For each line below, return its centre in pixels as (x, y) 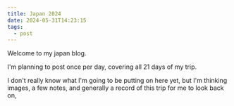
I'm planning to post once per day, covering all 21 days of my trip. (102, 67)
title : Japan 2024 (34, 14)
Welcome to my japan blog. (47, 53)
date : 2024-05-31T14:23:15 (47, 20)
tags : (15, 27)
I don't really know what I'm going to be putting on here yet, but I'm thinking (117, 81)
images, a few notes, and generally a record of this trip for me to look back (116, 88)
